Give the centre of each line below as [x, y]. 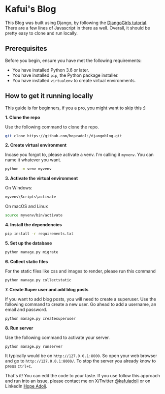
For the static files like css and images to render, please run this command [81, 271]
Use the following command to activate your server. [57, 337]
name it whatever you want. [33, 160]
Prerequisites [26, 48]
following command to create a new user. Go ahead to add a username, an [81, 304]
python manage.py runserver [34, 346]
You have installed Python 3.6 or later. [51, 70]
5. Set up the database [29, 243]
